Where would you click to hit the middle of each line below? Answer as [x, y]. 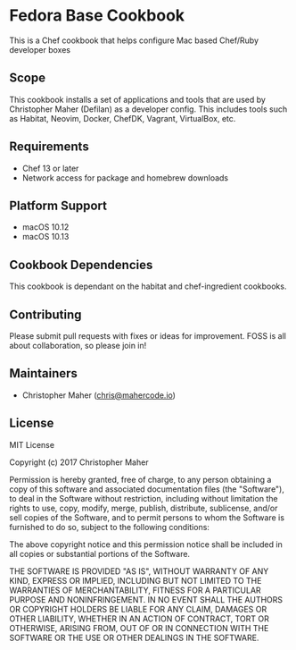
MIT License [32, 444]
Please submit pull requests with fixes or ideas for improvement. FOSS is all [148, 336]
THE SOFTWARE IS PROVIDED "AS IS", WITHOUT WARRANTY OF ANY [139, 571]
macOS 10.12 [45, 227]
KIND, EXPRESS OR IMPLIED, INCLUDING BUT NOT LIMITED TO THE [136, 580]
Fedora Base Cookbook [97, 16]
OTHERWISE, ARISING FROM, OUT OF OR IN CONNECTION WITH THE [139, 628]
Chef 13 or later [50, 168]
